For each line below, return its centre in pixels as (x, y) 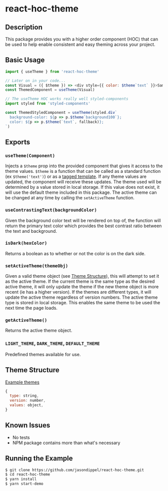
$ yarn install (21, 479)
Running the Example (39, 458)
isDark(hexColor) (26, 243)
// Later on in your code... (35, 80)
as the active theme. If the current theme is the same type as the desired (80, 281)
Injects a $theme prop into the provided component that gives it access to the (84, 166)
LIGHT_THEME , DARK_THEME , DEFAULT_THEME (52, 344)
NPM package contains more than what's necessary (66, 443)
